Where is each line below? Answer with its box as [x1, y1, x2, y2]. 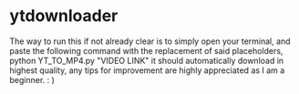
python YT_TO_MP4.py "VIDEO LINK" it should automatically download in [9, 55, 284, 66]
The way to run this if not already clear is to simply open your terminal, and [9, 36, 291, 47]
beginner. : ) [9, 74, 55, 85]
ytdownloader [9, 5, 119, 26]
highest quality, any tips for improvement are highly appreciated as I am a [9, 65, 285, 76]
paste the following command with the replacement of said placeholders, [9, 45, 284, 56]
